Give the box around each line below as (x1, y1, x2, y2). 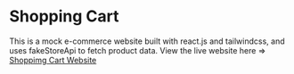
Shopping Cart (9, 6, 119, 27)
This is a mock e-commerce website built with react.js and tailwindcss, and (9, 36, 285, 46)
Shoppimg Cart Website (9, 54, 97, 65)
